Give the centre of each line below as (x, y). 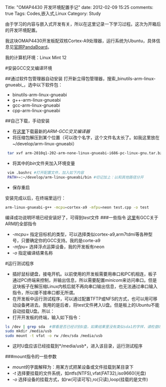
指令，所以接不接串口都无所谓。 (45, 292)
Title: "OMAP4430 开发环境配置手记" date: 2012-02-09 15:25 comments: (79, 7)
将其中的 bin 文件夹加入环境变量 (44, 163)
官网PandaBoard (31, 47)
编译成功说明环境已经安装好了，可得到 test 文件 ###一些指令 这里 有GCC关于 (82, 217)
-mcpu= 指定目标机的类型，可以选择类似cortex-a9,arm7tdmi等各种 (80, 234)
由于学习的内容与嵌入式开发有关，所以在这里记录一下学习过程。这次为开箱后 (83, 24)
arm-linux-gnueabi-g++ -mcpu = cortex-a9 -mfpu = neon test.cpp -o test (77, 207)
